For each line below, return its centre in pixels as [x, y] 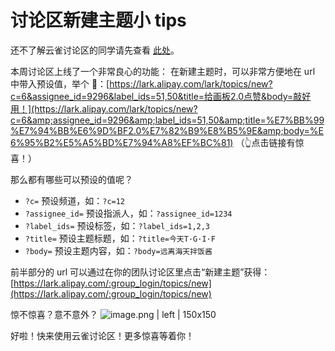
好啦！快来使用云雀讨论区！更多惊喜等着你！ [102, 335]
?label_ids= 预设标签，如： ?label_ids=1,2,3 [117, 225]
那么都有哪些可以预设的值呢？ [71, 179]
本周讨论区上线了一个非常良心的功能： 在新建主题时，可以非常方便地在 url [163, 71]
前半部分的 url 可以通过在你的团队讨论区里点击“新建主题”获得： [140, 272]
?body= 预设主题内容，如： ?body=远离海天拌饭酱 [118, 250]
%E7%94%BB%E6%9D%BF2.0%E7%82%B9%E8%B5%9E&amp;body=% [164, 130]
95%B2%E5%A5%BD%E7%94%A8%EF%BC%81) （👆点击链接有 [160, 142]
